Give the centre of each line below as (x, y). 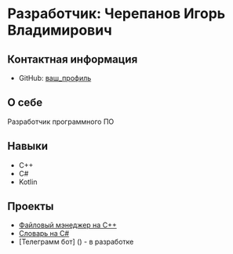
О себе (25, 103)
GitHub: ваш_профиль (55, 78)
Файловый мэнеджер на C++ (67, 225)
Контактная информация (73, 59)
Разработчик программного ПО (61, 122)
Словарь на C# (44, 234)
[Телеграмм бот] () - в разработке (76, 242)
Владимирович (60, 30)
